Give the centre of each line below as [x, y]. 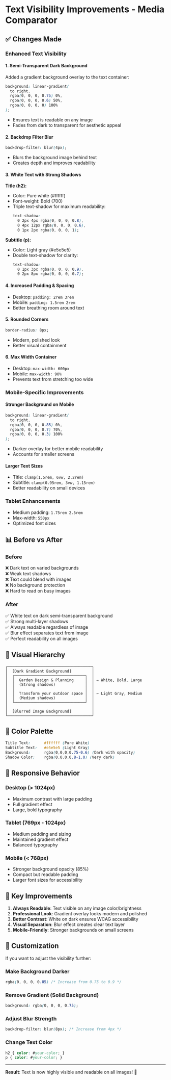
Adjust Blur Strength [31, 1019]
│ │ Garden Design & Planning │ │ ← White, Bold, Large [74, 680]
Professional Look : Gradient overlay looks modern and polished [80, 913]
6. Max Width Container [31, 357]
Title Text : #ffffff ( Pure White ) [48, 743]
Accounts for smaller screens [44, 454]
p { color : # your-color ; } [34, 1058]
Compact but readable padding [45, 875]
